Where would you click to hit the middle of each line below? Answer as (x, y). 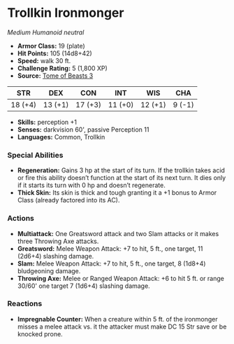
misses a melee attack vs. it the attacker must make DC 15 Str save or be (122, 326)
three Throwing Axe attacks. (58, 241)
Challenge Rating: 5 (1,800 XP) (63, 68)
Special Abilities (35, 155)
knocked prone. (40, 333)
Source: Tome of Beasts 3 (55, 76)
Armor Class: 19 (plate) (51, 46)
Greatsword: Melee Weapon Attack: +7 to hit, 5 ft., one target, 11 (110, 248)
